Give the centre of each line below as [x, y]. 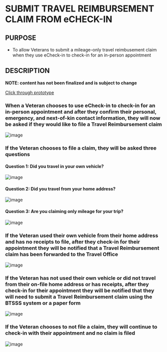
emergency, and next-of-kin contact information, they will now [83, 118]
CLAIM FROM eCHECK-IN [59, 19]
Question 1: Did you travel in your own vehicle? [55, 166]
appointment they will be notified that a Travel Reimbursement [82, 248]
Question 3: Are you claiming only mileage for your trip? [64, 211]
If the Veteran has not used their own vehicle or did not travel [81, 278]
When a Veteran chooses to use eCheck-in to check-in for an [80, 105]
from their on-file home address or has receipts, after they [77, 284]
